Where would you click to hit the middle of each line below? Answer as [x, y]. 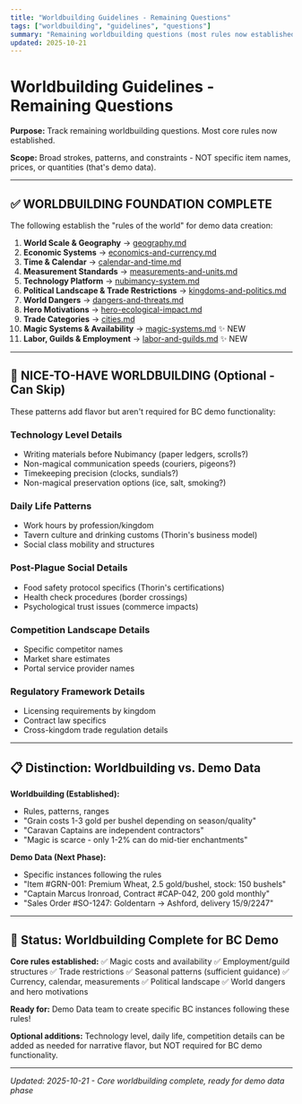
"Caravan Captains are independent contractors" [113, 830]
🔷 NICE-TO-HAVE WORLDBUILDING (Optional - [143, 376]
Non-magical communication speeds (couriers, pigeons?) [129, 464]
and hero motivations [49, 991]
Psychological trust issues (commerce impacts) [111, 606]
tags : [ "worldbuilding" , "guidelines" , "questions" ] [111, 26]
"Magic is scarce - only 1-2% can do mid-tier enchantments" [135, 840]
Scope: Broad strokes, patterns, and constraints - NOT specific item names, [151, 158]
